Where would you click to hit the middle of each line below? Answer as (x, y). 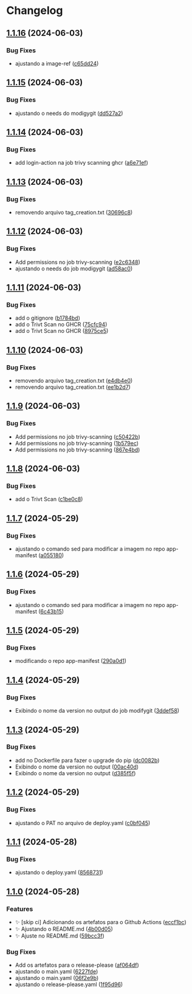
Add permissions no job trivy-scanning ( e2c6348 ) (78, 262)
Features (20, 909)
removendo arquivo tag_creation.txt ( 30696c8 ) (74, 212)
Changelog (35, 11)
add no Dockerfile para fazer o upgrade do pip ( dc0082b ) (87, 760)
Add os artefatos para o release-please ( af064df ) (77, 965)
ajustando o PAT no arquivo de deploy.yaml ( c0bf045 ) (83, 823)
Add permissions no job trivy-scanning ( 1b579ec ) (77, 443)
